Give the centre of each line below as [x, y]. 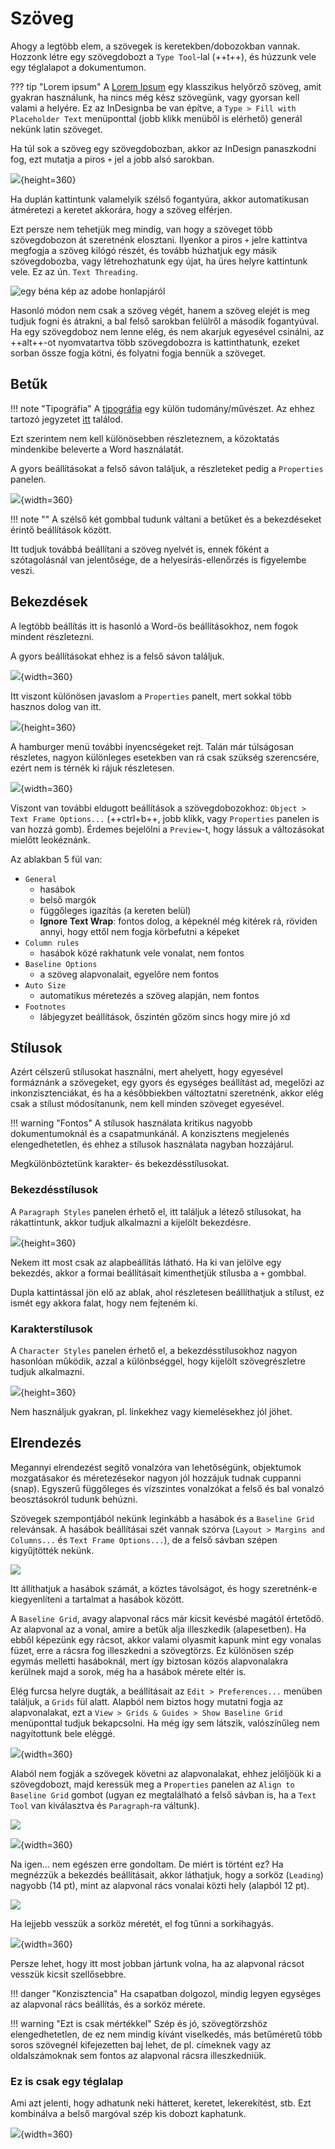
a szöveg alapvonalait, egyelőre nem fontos [129, 974]
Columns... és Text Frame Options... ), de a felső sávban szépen [144, 1539]
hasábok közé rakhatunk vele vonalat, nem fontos [142, 953]
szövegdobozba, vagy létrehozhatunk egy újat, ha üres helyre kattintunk [159, 261]
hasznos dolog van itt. [56, 706]
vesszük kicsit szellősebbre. [68, 1974]
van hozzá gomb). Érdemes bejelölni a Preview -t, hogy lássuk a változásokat [167, 829]
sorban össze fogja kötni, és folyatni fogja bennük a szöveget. [138, 353]
